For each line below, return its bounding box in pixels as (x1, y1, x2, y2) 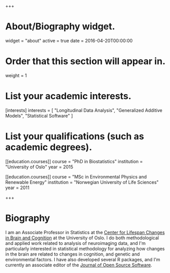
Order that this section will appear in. (5, 56, 166, 67)
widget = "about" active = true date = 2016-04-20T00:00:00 (5, 37, 133, 43)
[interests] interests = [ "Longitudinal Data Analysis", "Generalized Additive (5, 107, 162, 113)
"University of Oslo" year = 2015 (5, 164, 74, 170)
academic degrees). (5, 142, 92, 153)
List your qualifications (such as (5, 131, 144, 142)
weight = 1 (5, 72, 27, 78)
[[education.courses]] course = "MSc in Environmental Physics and (5, 173, 147, 179)
